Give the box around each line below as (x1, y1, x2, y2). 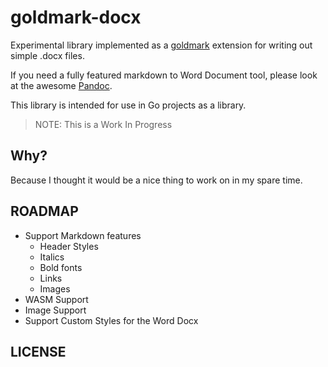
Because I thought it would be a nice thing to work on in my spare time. (10, 174, 303, 186)
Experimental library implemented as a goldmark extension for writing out (10, 39, 313, 51)
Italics (39, 251, 65, 263)
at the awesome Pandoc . (10, 79, 113, 91)
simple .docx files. (10, 49, 85, 61)
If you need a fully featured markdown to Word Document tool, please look (10, 69, 318, 81)
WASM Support (24, 293, 89, 305)
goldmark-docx (10, 6, 142, 29)
